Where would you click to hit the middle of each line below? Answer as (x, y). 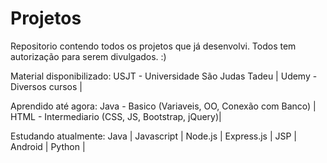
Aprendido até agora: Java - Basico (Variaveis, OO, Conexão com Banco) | (163, 106)
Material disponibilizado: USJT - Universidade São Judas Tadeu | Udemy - (164, 76)
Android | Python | (48, 146)
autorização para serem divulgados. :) (88, 56)
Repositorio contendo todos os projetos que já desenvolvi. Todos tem (153, 46)
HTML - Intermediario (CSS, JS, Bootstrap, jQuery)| (116, 116)
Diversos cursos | (46, 86)
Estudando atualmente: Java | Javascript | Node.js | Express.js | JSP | (154, 136)
